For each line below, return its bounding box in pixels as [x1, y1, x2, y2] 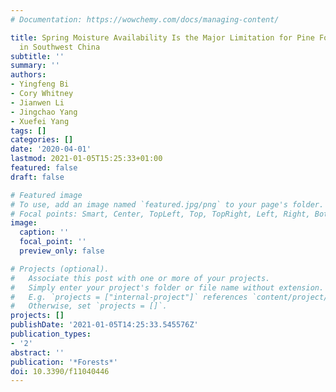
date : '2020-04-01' [10, 144, 92, 155]
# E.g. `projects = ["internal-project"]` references [10, 292, 248, 302]
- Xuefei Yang [10, 116, 70, 126]
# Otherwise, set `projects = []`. [10, 301, 168, 311]
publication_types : [10, 329, 92, 339]
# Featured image [10, 190, 83, 200]
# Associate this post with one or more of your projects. [10, 273, 271, 283]
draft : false [10, 172, 65, 182]
